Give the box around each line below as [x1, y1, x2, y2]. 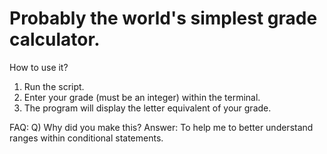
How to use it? [9, 61, 69, 73]
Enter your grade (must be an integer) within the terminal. [23, 91, 261, 103]
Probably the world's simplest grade [9, 7, 318, 30]
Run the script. [23, 80, 85, 92]
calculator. [9, 28, 101, 51]
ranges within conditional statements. [9, 132, 164, 144]
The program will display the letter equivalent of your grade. [23, 102, 272, 114]
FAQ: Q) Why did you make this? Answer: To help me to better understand [9, 121, 314, 133]
